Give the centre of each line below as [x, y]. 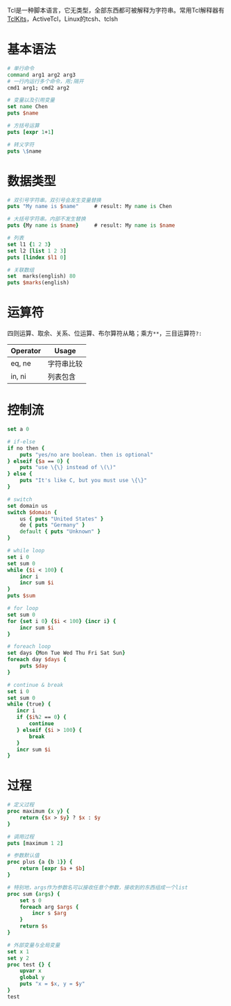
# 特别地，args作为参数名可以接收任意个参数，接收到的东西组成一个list [98, 887]
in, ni [18, 377]
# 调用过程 [21, 837]
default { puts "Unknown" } [60, 532]
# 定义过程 [21, 805]
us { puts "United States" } [62, 519]
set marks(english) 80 [42, 276]
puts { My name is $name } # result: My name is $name [91, 225]
